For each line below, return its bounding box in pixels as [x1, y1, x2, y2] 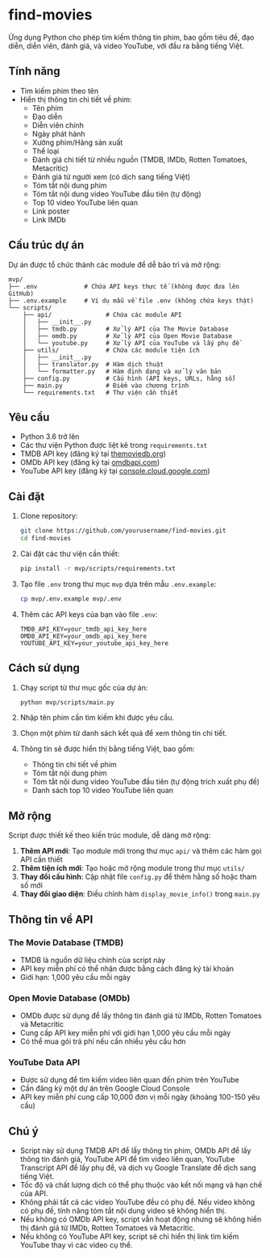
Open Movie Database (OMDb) [8, 992, 131, 1003]
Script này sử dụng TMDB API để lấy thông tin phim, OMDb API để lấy [19, 1146, 251, 1155]
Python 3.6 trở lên [19, 432, 80, 441]
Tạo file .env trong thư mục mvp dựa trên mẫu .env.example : [19, 579, 217, 589]
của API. [19, 1188, 48, 1198]
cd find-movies [19, 534, 72, 542]
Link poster [31, 206, 70, 216]
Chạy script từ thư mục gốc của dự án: [19, 682, 148, 692]
